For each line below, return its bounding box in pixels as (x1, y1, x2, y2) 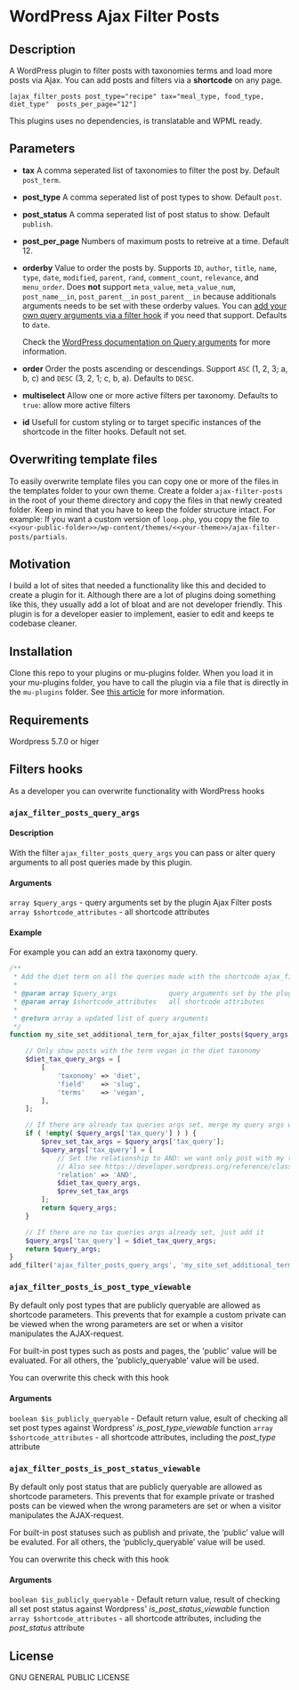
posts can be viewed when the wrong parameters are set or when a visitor (9, 1500, 282, 1511)
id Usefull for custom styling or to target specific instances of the (21, 416, 262, 427)
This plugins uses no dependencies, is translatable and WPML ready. (9, 116, 263, 126)
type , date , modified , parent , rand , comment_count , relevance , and (21, 272, 260, 283)
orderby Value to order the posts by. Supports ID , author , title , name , (21, 262, 278, 273)
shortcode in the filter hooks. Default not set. (21, 426, 187, 437)
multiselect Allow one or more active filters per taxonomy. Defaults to (21, 390, 279, 400)
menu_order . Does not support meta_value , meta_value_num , (21, 281, 236, 291)
